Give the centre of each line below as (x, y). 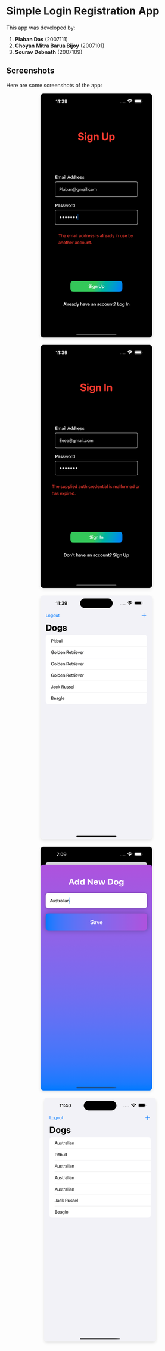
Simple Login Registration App (83, 11)
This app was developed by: (41, 28)
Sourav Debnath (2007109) (49, 52)
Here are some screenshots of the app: (54, 85)
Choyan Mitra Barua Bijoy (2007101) (60, 46)
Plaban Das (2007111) (41, 39)
